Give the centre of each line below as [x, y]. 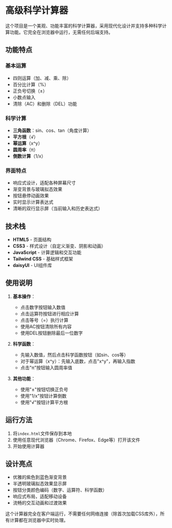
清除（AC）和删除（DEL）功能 [45, 104]
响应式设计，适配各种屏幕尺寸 [44, 183]
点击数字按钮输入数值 [43, 307]
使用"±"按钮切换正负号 [44, 389]
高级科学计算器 [37, 11]
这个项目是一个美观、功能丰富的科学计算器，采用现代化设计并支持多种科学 [84, 26]
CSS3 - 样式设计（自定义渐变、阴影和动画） [59, 246]
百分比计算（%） [31, 84]
